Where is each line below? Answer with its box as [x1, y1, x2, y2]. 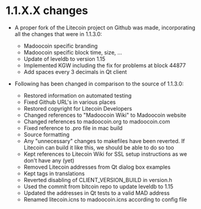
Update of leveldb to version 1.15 [23, 55, 106, 62]
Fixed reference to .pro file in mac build [23, 124, 123, 131]
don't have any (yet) [23, 156, 75, 164]
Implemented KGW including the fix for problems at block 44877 [23, 62, 186, 69]
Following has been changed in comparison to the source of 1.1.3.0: [14, 80, 184, 87]
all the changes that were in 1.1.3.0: [14, 30, 102, 37]
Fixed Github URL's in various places [23, 98, 116, 106]
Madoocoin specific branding [23, 42, 98, 50]
